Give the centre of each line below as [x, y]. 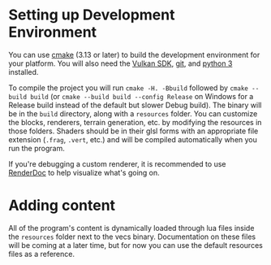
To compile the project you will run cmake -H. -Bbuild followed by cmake [129, 88]
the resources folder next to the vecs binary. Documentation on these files [132, 237]
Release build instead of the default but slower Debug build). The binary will [135, 105]
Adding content [62, 206]
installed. [24, 72]
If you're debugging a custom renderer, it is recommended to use [117, 163]
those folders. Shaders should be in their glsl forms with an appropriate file [133, 131]
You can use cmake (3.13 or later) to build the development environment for [134, 54]
